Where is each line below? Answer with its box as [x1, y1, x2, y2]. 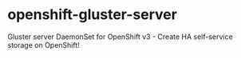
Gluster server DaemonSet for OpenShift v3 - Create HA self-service [7, 32, 233, 41]
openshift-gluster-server [7, 6, 177, 24]
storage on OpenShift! [7, 40, 81, 49]
